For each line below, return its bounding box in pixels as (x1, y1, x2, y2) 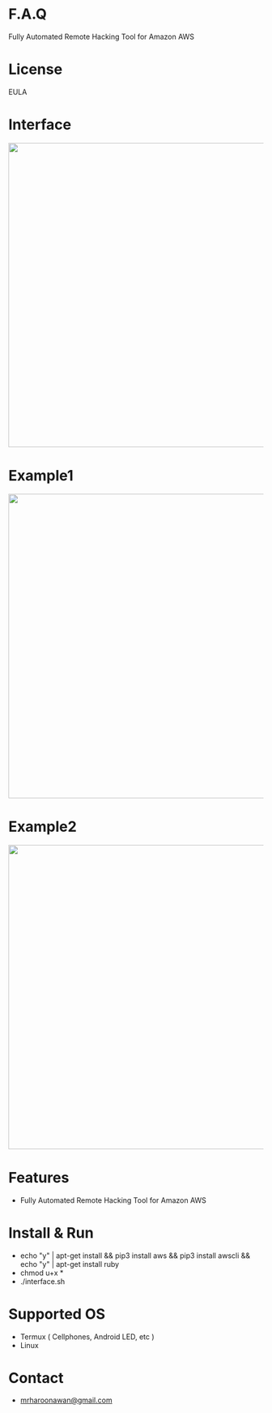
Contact (8, 1368, 64, 1387)
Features (8, 1168, 70, 1187)
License (8, 60, 63, 79)
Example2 (8, 817, 77, 836)
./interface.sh (19, 1276, 66, 1286)
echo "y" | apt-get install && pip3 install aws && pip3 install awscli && (19, 1251, 251, 1260)
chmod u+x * (19, 1268, 64, 1277)
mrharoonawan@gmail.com (19, 1395, 113, 1405)
